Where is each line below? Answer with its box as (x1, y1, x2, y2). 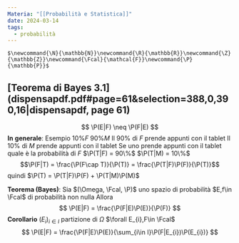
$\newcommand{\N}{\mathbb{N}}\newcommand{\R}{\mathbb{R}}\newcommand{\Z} (7, 50, 232, 57)
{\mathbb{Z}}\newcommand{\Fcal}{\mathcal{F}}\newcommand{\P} (7, 56, 193, 63)
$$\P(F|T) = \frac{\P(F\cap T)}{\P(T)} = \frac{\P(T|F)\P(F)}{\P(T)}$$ (20, 160, 220, 169)
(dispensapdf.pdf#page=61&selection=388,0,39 (7, 93, 229, 105)
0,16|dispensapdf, (7, 104, 89, 116)
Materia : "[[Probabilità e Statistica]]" (7, 10, 133, 18)
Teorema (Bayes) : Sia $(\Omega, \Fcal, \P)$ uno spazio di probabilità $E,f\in (7, 185, 233, 194)
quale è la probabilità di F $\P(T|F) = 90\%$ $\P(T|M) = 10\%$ (7, 149, 190, 157)
